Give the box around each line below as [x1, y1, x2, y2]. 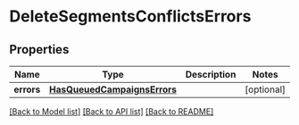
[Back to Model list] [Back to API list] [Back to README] [9, 106, 214, 117]
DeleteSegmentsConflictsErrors [9, 6, 252, 27]
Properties [9, 42, 70, 57]
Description [185, 69, 237, 80]
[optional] [245, 83, 287, 96]
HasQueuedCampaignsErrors [48, 83, 177, 96]
